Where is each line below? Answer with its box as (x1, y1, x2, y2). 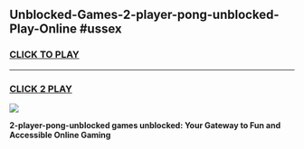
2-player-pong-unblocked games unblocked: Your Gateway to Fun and (9, 119, 281, 130)
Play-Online (9, 22, 77, 37)
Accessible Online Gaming (9, 129, 111, 140)
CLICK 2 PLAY (9, 82, 72, 95)
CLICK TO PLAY (9, 49, 80, 61)
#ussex (79, 22, 122, 37)
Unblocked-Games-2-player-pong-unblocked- (9, 7, 280, 23)
